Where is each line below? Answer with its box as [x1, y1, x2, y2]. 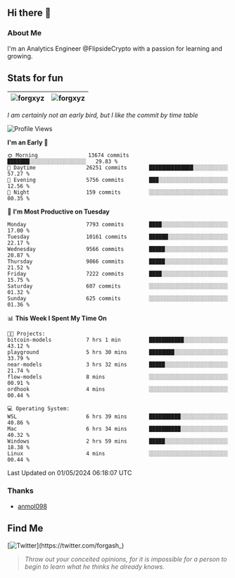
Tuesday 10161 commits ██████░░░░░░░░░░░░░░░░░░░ [7, 233, 229, 240]
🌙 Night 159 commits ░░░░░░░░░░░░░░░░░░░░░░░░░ [7, 188, 229, 196]
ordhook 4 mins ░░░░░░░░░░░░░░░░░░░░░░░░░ [7, 386, 229, 393]
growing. [7, 51, 33, 60]
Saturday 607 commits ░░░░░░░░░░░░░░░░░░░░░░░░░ [7, 283, 229, 290]
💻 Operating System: [7, 405, 70, 412]
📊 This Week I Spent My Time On [7, 314, 107, 322]
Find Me [7, 522, 44, 534]
